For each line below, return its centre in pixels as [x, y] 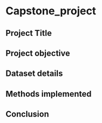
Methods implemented [49, 94]
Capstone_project [51, 11]
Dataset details [34, 74]
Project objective [38, 53]
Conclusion [27, 114]
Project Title [29, 33]
